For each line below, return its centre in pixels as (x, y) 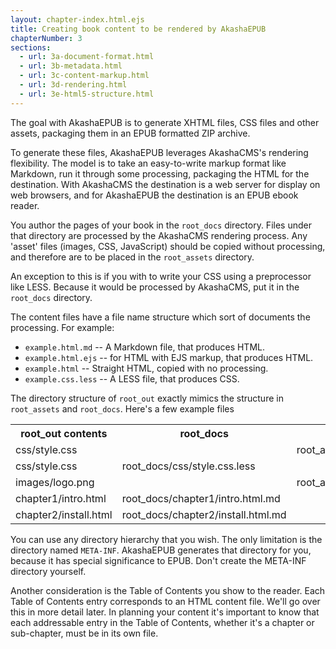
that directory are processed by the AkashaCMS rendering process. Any (159, 235)
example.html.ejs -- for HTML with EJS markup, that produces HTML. (169, 357)
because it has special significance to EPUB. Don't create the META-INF (158, 560)
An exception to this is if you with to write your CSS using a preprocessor (161, 276)
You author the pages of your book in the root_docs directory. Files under (161, 225)
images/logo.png (55, 482)
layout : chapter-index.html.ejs (77, 19)
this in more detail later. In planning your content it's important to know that (165, 612)
